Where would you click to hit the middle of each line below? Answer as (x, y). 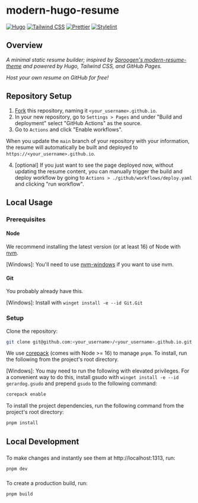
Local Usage (30, 202)
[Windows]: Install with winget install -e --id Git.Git (75, 303)
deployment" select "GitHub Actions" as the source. (78, 123)
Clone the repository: (32, 331)
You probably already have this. (45, 291)
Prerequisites (26, 219)
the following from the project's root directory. (63, 359)
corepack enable (26, 394)
